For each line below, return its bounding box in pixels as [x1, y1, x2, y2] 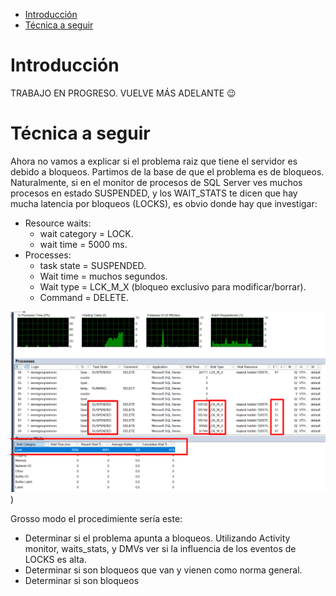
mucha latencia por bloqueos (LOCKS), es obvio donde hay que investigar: [10, 197, 318, 209]
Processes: [24, 249, 72, 261]
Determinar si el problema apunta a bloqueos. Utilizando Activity [24, 532, 291, 544]
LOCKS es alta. [24, 553, 87, 565]
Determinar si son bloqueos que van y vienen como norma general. [24, 564, 303, 576]
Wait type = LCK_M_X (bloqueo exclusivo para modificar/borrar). [39, 280, 307, 293]
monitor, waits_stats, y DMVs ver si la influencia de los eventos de [24, 542, 297, 554]
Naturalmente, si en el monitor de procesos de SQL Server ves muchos [10, 176, 303, 188]
